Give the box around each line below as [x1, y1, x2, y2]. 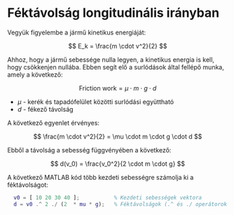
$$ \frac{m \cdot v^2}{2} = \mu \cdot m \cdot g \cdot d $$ [33, 132, 202, 141]
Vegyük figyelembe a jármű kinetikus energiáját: [7, 28, 146, 37]
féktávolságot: [7, 181, 49, 189]
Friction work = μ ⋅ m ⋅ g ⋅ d [78, 84, 157, 92]
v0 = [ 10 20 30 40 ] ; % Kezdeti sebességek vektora [13, 194, 202, 201]
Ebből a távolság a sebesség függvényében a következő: [7, 145, 172, 154]
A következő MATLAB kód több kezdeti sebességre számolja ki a [7, 173, 194, 181]
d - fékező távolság [17, 105, 74, 113]
